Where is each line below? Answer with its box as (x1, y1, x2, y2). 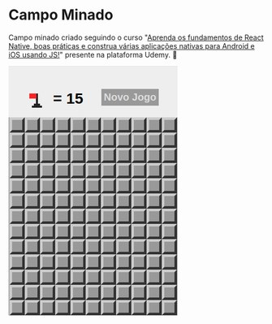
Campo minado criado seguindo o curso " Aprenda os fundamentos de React (8, 32, 264, 42)
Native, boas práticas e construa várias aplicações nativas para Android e (8, 41, 255, 50)
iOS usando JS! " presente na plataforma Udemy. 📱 (8, 50, 178, 59)
